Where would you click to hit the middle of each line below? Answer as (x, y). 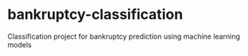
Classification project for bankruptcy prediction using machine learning (124, 36)
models (20, 44)
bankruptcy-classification (95, 15)
